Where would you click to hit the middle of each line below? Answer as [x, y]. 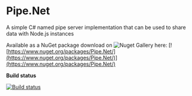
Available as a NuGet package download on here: [87, 45]
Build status [21, 75]
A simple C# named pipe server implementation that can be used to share [96, 27]
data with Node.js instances [40, 33]
